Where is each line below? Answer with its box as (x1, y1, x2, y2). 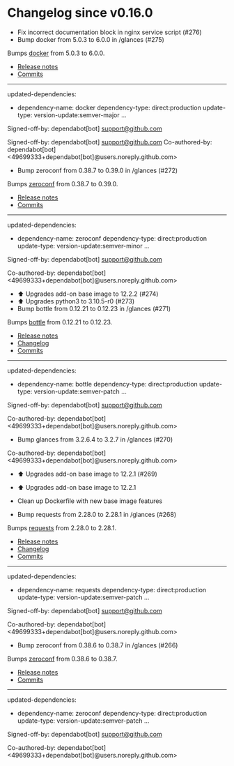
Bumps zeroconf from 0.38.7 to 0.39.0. (7, 179, 118, 188)
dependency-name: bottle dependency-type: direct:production (17, 380, 198, 388)
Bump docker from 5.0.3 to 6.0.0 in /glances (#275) (17, 35, 165, 43)
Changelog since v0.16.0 (7, 5, 153, 21)
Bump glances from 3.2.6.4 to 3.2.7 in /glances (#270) (17, 435, 173, 444)
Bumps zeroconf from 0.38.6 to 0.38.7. (7, 654, 118, 663)
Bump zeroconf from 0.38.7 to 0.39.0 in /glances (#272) (17, 166, 178, 174)
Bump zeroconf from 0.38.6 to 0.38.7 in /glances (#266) (17, 640, 178, 649)
